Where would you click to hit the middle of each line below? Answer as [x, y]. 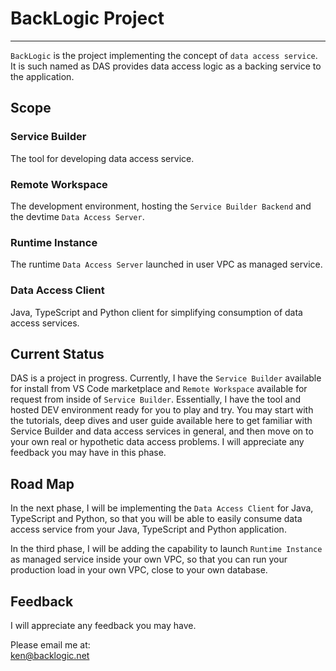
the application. [42, 76]
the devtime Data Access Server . [77, 216]
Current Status [57, 353]
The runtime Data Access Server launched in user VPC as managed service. [166, 264]
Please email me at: [50, 644]
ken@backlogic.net [50, 655]
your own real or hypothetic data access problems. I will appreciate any [157, 442]
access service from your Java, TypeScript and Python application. [148, 529]
